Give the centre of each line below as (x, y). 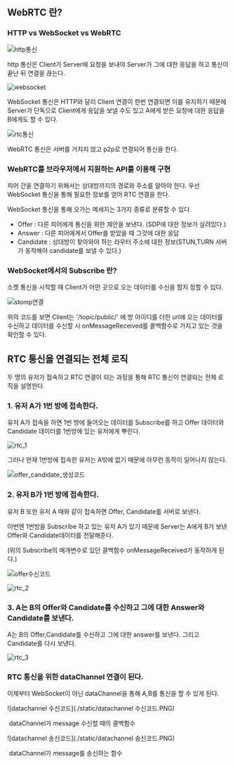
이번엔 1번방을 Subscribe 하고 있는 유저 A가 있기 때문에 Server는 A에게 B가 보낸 (117, 526)
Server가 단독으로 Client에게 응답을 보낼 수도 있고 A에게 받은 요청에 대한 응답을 (116, 110)
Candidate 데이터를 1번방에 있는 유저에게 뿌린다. (74, 432)
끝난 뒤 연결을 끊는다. (36, 73)
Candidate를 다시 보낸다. (42, 643)
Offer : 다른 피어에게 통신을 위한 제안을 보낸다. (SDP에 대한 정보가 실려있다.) (122, 224)
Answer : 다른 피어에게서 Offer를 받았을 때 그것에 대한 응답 (98, 233)
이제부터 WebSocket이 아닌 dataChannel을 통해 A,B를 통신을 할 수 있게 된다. (113, 694)
